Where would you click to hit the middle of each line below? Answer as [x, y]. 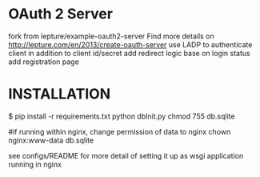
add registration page [44, 62]
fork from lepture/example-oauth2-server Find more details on [111, 36]
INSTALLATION [59, 94]
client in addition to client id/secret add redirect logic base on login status [129, 53]
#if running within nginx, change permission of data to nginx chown [120, 131]
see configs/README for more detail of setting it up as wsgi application [126, 155]
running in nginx [35, 164]
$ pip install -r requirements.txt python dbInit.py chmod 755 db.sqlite [122, 116]
